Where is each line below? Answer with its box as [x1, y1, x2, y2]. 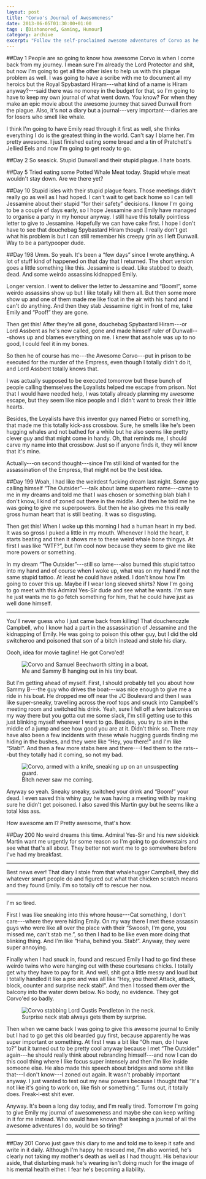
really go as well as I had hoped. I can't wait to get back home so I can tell [6, 194, 193, 200]
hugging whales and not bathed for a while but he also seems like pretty [6, 428, 189, 435]
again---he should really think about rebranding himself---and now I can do [6, 1051, 197, 1059]
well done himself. [6, 600, 52, 607]
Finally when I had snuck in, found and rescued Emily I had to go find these [6, 956, 196, 963]
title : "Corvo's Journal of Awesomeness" [6, 15, 114, 21]
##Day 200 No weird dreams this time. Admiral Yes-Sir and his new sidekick [6, 831, 199, 839]
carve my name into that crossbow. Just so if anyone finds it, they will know [6, 441, 197, 448]
